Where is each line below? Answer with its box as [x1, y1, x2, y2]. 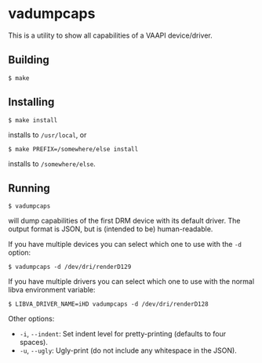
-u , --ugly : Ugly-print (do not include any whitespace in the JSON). [19, 346, 237, 355]
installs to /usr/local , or [8, 130, 87, 140]
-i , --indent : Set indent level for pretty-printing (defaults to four [19, 329, 226, 339]
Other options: [8, 314, 55, 324]
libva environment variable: [8, 285, 96, 295]
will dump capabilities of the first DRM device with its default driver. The [8, 216, 241, 226]
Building [8, 53, 49, 67]
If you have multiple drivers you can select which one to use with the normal [8, 277, 255, 286]
